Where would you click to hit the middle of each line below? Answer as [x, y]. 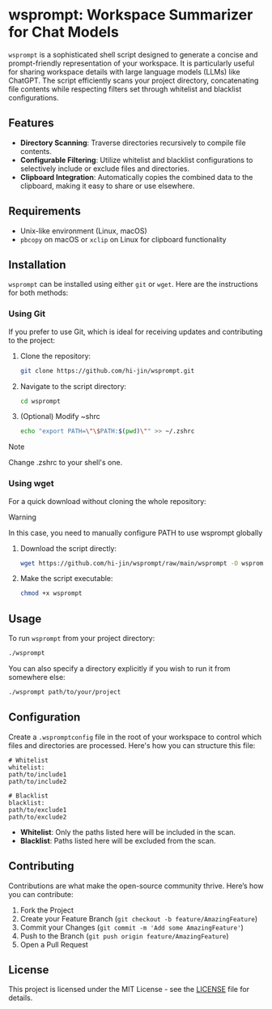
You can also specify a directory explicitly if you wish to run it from [119, 669]
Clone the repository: [55, 356]
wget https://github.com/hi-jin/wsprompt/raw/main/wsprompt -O [129, 563]
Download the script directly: [68, 548]
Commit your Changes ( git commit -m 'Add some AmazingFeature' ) [132, 927]
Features [31, 123]
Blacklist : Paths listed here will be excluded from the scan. [118, 840]
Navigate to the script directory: [73, 386]
